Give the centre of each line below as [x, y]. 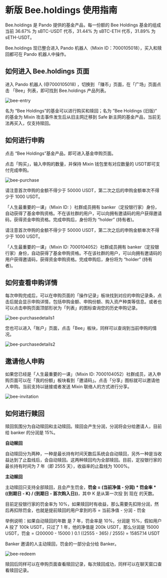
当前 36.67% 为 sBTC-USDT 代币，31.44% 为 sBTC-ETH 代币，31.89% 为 [80, 31]
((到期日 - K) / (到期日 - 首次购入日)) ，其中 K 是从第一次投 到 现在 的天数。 [81, 493]
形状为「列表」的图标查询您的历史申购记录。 [94, 308]
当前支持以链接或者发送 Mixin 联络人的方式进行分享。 [77, 386]
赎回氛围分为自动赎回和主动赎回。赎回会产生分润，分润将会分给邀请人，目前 [83, 426]
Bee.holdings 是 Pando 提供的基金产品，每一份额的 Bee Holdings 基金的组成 [83, 25]
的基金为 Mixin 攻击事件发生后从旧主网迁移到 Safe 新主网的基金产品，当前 [81, 117]
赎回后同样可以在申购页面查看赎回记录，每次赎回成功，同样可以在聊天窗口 [81, 564]
